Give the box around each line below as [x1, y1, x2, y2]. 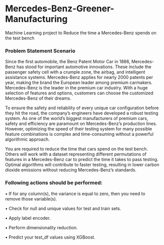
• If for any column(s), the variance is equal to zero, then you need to [5, 191, 145, 197]
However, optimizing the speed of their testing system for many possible [5, 126, 153, 132]
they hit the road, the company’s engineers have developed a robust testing [5, 110, 159, 116]
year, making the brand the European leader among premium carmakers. [5, 80, 153, 85]
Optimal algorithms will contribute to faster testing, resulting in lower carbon [5, 162, 160, 168]
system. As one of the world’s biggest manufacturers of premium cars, [5, 116, 149, 122]
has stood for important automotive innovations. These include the [16, 64, 152, 70]
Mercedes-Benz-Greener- [5, 3, 115, 14]
